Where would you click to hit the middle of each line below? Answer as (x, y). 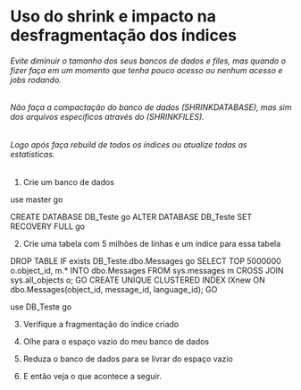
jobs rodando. (36, 80)
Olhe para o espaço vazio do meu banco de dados (116, 341)
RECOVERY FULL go (48, 226)
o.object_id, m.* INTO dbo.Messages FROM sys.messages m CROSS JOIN (147, 270)
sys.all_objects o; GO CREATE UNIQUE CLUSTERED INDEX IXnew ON (138, 280)
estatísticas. (33, 154)
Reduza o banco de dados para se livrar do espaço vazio (128, 359)
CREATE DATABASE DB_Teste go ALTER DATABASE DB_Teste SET (131, 216)
